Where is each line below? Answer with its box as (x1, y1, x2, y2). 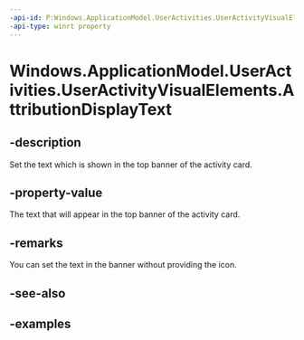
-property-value (9, 184, 103, 200)
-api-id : (9, 13, 43, 23)
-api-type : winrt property (9, 22, 111, 31)
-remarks (9, 235, 63, 250)
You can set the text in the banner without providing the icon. (9, 260, 237, 270)
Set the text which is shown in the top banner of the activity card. (9, 159, 253, 170)
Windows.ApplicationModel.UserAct (9, 61, 292, 81)
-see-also (9, 286, 66, 301)
